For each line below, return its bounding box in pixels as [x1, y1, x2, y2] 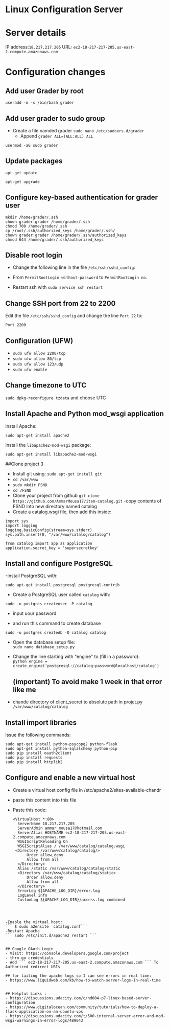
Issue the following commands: [5, 732, 71, 738]
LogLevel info [17, 893, 47, 898]
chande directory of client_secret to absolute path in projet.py [12, 699, 143, 705]
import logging [5, 523, 38, 528]
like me [12, 685, 37, 694]
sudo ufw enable [12, 367, 47, 372]
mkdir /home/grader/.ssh [5, 215, 58, 220]
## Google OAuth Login [5, 946, 54, 951]
